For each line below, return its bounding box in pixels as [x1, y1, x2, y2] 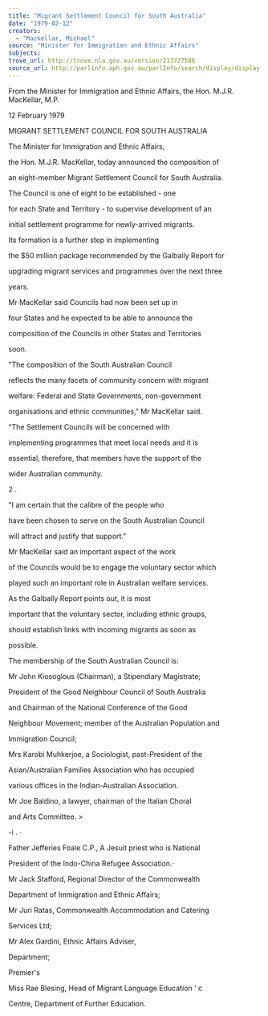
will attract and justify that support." [8, 531, 127, 541]
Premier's [8, 967, 40, 977]
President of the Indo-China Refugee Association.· [8, 858, 175, 868]
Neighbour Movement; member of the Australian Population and [8, 718, 221, 728]
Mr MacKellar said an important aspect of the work [8, 546, 177, 556]
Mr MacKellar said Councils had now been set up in [8, 297, 178, 306]
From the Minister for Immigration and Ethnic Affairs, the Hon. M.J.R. [8, 86, 234, 96]
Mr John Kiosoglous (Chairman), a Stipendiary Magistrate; [8, 671, 201, 681]
